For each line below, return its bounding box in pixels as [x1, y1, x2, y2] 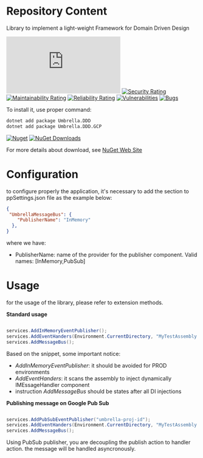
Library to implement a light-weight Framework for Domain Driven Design [6, 24, 190, 32]
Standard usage [6, 310, 47, 318]
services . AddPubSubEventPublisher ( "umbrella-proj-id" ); [6, 416, 151, 423]
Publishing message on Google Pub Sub [6, 399, 109, 406]
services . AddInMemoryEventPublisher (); [6, 327, 108, 333]
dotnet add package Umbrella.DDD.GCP [6, 123, 102, 129]
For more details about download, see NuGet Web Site [6, 146, 143, 153]
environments [15, 368, 50, 375]
